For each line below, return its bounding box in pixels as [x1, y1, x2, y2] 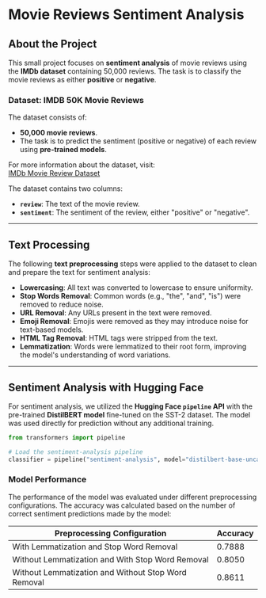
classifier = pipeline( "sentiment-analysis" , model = [8, 455, 186, 463]
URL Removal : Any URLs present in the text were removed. [19, 308, 212, 318]
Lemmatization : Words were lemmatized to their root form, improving [19, 342, 247, 352]
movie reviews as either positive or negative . [8, 75, 157, 84]
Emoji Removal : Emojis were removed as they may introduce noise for [19, 317, 249, 326]
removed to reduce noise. [19, 299, 104, 310]
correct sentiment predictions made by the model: [8, 508, 172, 518]
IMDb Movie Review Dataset [8, 169, 101, 178]
